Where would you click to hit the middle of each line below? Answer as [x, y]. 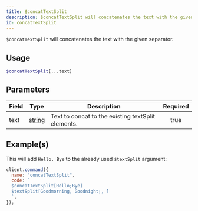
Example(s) [27, 145]
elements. [64, 123]
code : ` [21, 180]
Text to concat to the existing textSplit [103, 116]
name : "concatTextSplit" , [43, 175]
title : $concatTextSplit [37, 11]
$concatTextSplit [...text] [39, 71]
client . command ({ [27, 169]
